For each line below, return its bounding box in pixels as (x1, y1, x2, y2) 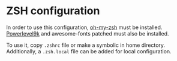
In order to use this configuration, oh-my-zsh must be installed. (6, 24, 163, 31)
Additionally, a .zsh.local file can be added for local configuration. (6, 47, 172, 54)
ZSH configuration (6, 4, 100, 18)
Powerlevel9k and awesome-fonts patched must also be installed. (6, 30, 169, 37)
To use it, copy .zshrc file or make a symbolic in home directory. (6, 41, 166, 49)
